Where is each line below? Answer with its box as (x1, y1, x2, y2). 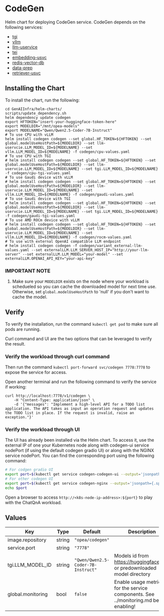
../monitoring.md (114, 596, 152, 603)
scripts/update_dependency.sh (5, 111, 67, 116)
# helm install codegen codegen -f (5, 243, 78, 248)
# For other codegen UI (5, 476, 54, 481)
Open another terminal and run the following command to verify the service (5, 379, 157, 385)
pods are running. (5, 326, 41, 332)
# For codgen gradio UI (5, 467, 54, 472)
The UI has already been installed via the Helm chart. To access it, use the (5, 437, 155, 443)
